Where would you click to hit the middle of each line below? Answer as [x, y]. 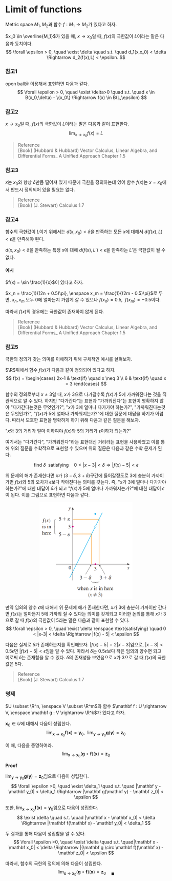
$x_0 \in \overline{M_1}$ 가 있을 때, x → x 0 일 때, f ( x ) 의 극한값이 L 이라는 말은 [82, 37]
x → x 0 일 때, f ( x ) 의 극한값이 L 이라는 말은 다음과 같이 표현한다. [67, 124]
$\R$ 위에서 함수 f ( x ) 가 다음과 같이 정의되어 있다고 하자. [61, 370]
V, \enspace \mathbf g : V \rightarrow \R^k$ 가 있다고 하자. [66, 713]
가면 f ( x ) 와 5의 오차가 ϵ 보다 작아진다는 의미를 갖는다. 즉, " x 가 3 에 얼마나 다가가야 [86, 482]
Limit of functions [44, 9]
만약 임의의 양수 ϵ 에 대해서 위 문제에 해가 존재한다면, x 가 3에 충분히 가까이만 [81, 607]
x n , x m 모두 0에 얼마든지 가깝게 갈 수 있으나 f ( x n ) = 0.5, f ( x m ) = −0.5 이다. [87, 300]
